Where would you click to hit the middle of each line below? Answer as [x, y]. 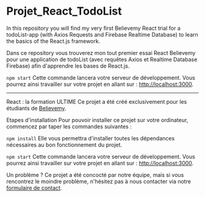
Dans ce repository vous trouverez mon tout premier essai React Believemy [101, 52]
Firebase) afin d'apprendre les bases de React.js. [68, 66]
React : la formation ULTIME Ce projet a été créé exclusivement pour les [97, 101]
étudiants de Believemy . [36, 108]
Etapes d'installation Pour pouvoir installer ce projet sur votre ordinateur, [97, 120]
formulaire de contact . [34, 188]
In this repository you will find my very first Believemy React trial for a [94, 28]
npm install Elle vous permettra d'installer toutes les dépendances [91, 138]
